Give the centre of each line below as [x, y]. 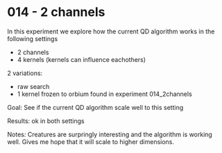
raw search [33, 86]
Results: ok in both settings [46, 121]
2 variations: [25, 73]
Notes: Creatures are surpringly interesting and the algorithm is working [110, 134]
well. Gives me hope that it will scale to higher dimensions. [91, 142]
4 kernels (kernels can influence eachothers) [82, 59]
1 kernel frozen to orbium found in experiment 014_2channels [104, 94]
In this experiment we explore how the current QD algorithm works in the [111, 31]
